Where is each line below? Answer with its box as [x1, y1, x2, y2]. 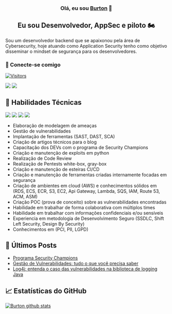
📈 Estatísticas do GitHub [5, 287, 87, 295]
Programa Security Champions [12, 254, 78, 261]
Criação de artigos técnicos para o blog [12, 139, 97, 145]
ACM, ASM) [12, 193, 38, 199]
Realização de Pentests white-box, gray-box [12, 160, 107, 167]
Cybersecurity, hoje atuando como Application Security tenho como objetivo [5, 43, 167, 49]
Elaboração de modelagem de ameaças [12, 122, 97, 128]
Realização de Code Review [12, 155, 72, 161]
